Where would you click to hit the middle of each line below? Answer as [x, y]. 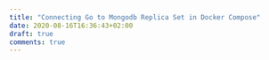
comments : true [37, 42]
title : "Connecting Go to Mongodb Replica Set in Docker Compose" [135, 17]
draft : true [31, 34]
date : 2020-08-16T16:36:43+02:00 [71, 26]
